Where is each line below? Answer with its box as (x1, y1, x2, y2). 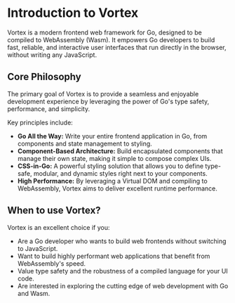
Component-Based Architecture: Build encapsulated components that (17, 146, 223, 155)
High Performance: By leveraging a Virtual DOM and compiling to (17, 176, 208, 185)
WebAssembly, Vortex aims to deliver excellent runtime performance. (17, 184, 217, 193)
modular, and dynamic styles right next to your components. (33, 169, 208, 177)
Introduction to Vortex (7, 5, 139, 21)
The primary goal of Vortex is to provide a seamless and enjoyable (7, 89, 199, 98)
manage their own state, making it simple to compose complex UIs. (17, 154, 212, 162)
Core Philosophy (7, 71, 82, 83)
